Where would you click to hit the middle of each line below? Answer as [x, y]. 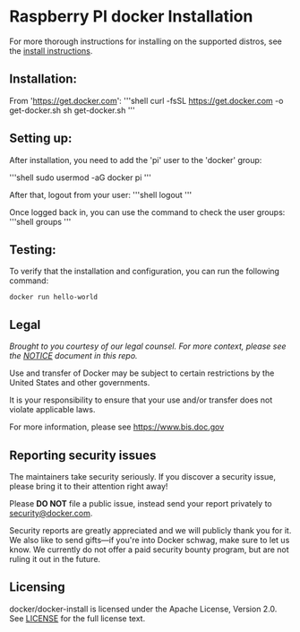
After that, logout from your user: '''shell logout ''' [101, 195]
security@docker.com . [51, 513]
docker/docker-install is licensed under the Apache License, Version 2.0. [143, 609]
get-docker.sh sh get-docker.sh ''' [73, 110]
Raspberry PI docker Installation [131, 17]
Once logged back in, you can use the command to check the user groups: [147, 212]
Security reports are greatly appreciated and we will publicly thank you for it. [150, 530]
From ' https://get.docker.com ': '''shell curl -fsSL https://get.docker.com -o [146, 100]
